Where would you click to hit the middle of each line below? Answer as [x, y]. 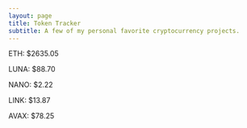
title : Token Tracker [45, 23]
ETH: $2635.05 [33, 54]
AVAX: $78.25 [31, 116]
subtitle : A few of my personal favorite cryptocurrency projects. [124, 31]
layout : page [30, 16]
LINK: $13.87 [29, 101]
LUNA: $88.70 [32, 69]
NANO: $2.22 [31, 85]
